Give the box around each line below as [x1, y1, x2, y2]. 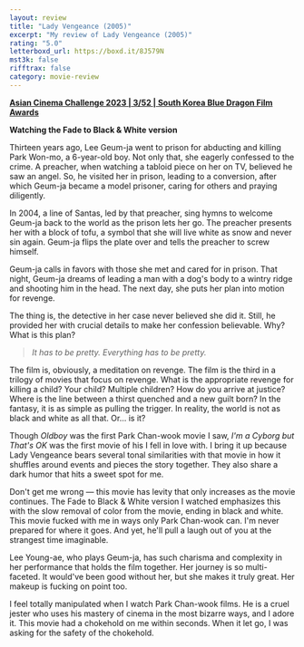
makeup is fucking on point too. [9, 581, 128, 592]
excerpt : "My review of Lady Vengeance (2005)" [9, 30, 193, 39]
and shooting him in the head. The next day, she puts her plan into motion [9, 283, 285, 294]
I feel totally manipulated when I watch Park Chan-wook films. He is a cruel [9, 598, 290, 609]
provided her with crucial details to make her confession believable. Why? [9, 319, 286, 331]
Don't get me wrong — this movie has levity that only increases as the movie [9, 486, 296, 497]
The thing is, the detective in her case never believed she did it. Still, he [9, 310, 277, 321]
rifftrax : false [9, 64, 71, 73]
